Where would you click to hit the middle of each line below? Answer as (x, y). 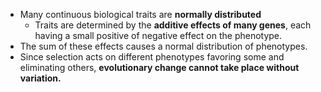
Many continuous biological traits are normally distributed (140, 14)
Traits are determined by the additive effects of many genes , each (173, 25)
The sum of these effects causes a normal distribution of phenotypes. (163, 46)
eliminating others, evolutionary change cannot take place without (159, 67)
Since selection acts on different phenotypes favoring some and (152, 57)
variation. (40, 78)
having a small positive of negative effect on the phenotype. (158, 35)
